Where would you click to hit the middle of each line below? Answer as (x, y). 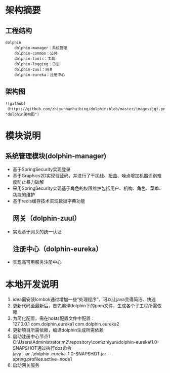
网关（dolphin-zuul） (47, 218)
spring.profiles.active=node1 (42, 359)
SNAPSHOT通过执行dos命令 (42, 348)
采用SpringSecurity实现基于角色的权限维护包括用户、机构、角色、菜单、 (88, 188)
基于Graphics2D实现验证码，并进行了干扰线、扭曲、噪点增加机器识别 (85, 176)
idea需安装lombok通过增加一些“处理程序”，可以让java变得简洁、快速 (84, 300)
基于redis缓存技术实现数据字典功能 (49, 201)
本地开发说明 (32, 284)
